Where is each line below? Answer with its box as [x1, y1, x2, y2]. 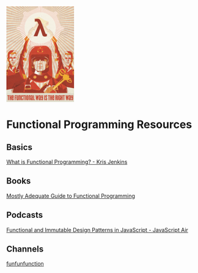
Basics [6, 142, 32, 152]
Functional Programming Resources [6, 118, 193, 132]
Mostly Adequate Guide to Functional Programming [6, 192, 136, 200]
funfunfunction [6, 260, 44, 267]
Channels [6, 244, 44, 255]
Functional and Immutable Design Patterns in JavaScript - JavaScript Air [6, 226, 188, 233]
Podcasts [6, 210, 43, 220]
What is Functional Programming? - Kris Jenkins [6, 159, 128, 165]
